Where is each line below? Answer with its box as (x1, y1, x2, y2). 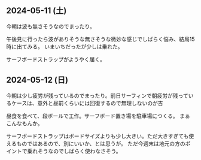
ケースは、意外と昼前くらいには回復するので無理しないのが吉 (11, 99, 163, 107)
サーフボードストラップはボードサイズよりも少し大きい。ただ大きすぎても (6, 132, 189, 140)
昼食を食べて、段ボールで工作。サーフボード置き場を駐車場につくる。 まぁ (6, 112, 190, 119)
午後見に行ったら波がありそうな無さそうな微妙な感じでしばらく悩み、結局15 (6, 35, 195, 43)
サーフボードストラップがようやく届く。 (6, 56, 106, 63)
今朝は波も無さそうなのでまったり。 (6, 23, 96, 30)
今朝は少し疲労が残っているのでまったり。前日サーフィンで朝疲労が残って (6, 92, 188, 99)
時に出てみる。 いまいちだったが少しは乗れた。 (6, 43, 123, 50)
